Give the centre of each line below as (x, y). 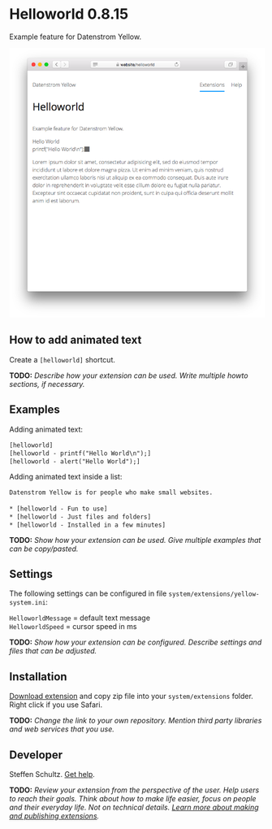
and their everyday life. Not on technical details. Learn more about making (134, 807)
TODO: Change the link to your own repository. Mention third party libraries (136, 721)
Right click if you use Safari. (56, 705)
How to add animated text (76, 340)
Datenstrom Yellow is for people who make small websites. (111, 493)
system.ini (28, 603)
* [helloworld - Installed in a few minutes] (87, 525)
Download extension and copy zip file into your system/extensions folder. (132, 697)
